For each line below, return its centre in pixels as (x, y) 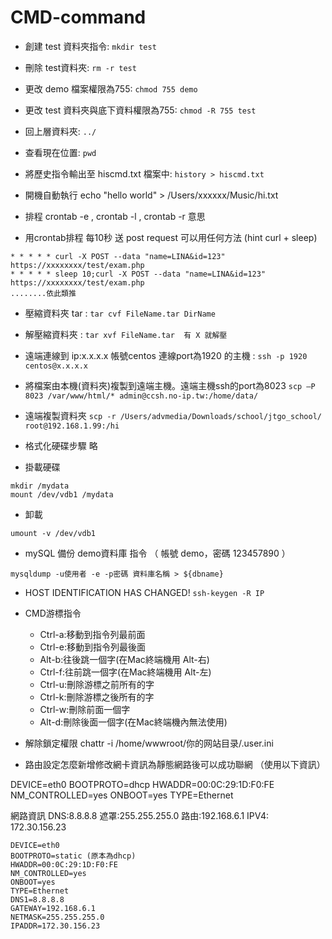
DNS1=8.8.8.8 (37, 899)
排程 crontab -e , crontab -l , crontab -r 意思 (115, 216)
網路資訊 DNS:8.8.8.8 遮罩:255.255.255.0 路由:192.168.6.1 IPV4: (140, 815)
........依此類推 (43, 293)
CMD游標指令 (53, 613)
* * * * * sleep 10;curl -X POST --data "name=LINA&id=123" (138, 274)
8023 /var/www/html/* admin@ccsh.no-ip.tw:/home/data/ (141, 396)
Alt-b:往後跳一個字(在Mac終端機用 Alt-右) (124, 659)
